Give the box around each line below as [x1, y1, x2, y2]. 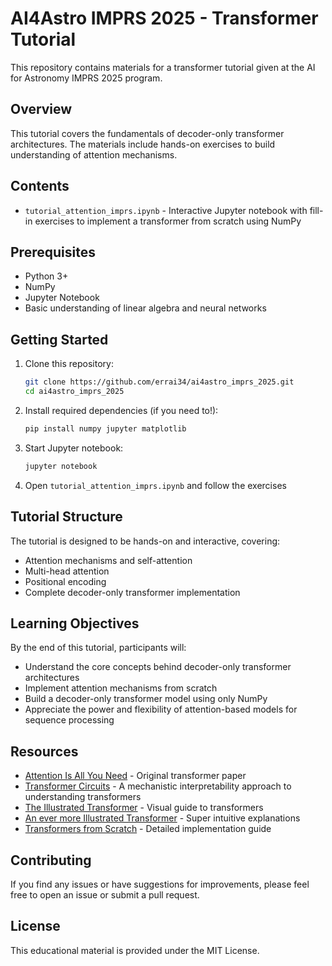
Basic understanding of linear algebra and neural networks [24, 302, 267, 314]
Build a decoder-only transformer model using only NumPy [24, 693, 268, 705]
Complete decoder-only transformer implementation [24, 586, 241, 598]
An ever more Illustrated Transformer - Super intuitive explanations [24, 812, 301, 824]
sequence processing [24, 714, 115, 726]
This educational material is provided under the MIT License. [10, 944, 260, 956]
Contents [10, 178, 70, 195]
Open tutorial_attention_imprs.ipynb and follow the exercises [24, 479, 287, 491]
